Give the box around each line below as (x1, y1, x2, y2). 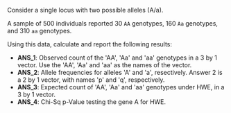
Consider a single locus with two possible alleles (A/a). (7, 6, 164, 14)
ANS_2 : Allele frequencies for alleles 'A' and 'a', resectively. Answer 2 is (17, 69, 223, 76)
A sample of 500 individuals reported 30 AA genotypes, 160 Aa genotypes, (7, 19, 219, 27)
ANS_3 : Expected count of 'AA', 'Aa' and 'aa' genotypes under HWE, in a (17, 83, 225, 91)
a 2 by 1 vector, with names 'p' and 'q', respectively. (17, 76, 165, 84)
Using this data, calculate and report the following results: (7, 40, 172, 48)
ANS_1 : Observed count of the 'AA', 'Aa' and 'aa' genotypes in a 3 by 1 (17, 53, 217, 62)
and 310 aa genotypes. (7, 27, 72, 35)
